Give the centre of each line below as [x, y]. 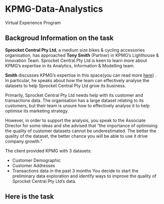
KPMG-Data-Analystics [54, 9]
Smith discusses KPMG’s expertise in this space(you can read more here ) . [81, 75]
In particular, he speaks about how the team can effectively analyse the [77, 80]
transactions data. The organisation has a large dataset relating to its [74, 100]
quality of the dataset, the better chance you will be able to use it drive [77, 136]
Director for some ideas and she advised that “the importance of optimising [82, 125]
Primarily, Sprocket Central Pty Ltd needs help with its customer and [74, 95]
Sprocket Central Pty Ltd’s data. [44, 181]
